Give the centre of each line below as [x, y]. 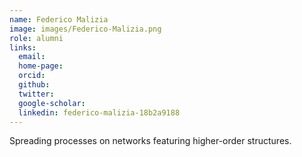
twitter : [36, 94]
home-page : [41, 66]
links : [23, 47]
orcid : [32, 76]
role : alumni [36, 38]
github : [34, 85]
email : [32, 57]
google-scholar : [52, 103]
